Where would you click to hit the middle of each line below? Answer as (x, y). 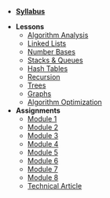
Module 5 (43, 152)
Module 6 (43, 161)
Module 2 (43, 127)
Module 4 (43, 144)
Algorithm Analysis (58, 35)
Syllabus (30, 11)
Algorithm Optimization (64, 102)
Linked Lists (47, 43)
